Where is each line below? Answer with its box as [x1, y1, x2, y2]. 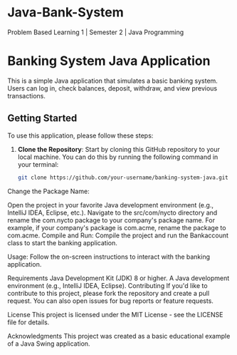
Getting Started [7, 112, 78, 125]
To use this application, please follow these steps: [7, 131, 154, 140]
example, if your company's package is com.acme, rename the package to [7, 223, 226, 232]
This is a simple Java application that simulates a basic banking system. [7, 76, 218, 85]
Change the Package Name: [7, 187, 90, 195]
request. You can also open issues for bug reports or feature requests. [7, 297, 214, 305]
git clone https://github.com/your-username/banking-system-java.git [17, 174, 229, 181]
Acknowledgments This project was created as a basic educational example [7, 331, 231, 340]
